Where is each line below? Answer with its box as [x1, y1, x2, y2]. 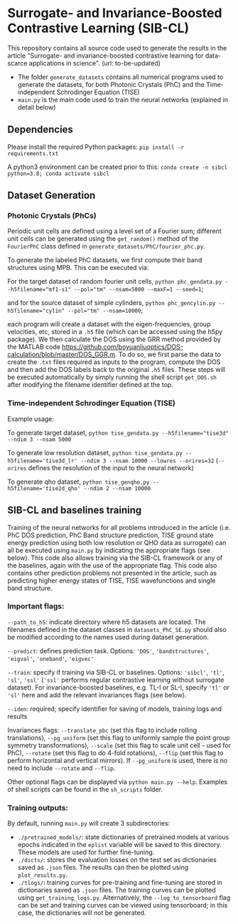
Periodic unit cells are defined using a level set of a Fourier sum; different [7, 227, 222, 236]
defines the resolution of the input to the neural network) [28, 463, 194, 472]
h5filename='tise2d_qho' [7, 484, 81, 492]
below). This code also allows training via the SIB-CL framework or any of [7, 554, 223, 562]
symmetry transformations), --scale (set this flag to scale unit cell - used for [7, 741, 232, 749]
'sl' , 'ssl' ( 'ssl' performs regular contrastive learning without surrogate [7, 675, 225, 684]
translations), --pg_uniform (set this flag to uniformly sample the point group [7, 733, 230, 742]
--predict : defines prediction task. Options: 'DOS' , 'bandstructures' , [7, 646, 209, 655]
